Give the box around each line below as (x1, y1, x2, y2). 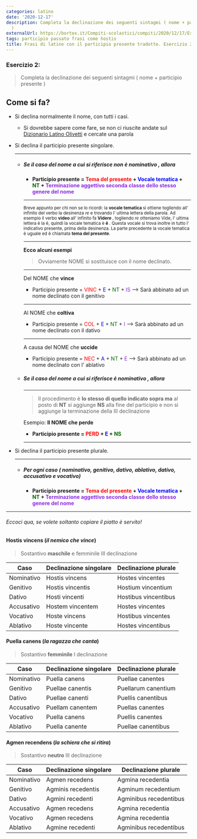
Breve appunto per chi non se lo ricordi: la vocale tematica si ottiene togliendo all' (23, 205, 189, 211)
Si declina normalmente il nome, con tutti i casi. (14, 113, 129, 120)
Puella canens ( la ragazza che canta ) (6, 638, 100, 645)
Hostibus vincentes (117, 612, 171, 620)
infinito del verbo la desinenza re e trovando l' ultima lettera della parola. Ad (23, 210, 176, 216)
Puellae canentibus (117, 722, 170, 730)
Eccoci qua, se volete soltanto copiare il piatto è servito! (6, 518, 142, 525)
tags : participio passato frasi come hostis (6, 36, 117, 42)
